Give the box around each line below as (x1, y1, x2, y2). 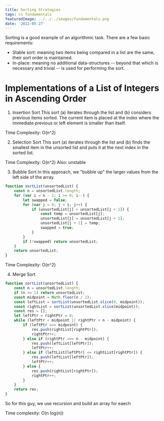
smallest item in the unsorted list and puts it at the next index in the (12, 145, 149, 151)
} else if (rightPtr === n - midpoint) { (23, 336, 110, 341)
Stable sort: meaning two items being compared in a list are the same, (12, 50, 155, 55)
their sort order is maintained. (12, 55, 73, 61)
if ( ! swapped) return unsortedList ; (23, 239, 98, 244)
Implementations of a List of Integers (5, 83, 160, 94)
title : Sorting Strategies (5, 7, 61, 12)
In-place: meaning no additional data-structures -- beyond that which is (12, 60, 159, 66)
